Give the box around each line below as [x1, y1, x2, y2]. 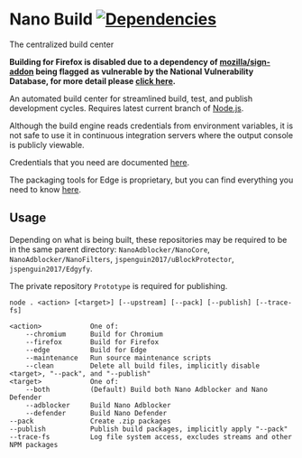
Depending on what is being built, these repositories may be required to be [9, 234, 288, 245]
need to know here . [9, 183, 82, 194]
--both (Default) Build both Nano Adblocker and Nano [25, 385, 269, 394]
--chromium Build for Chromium [25, 330, 164, 339]
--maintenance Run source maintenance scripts [25, 353, 212, 362]
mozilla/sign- [219, 56, 270, 67]
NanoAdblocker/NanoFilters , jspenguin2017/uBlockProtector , [9, 253, 234, 264]
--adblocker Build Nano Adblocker [25, 400, 171, 410]
